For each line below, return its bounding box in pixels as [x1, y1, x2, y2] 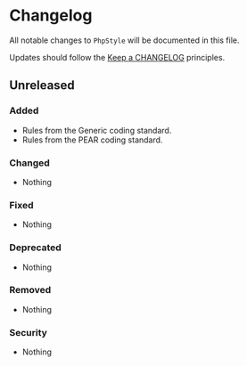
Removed [9, 284, 52, 297]
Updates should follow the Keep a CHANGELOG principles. [9, 52, 226, 62]
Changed [9, 157, 51, 169]
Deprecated [9, 241, 62, 254]
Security [9, 326, 47, 338]
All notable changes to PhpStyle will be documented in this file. [9, 35, 240, 45]
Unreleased [9, 77, 76, 94]
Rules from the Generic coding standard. [21, 125, 172, 135]
